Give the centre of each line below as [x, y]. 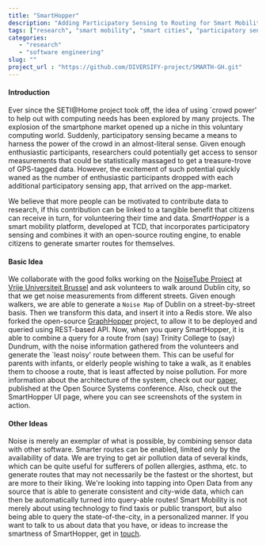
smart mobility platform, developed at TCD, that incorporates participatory [129, 226]
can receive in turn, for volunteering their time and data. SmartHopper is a [129, 218]
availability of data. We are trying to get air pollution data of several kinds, [128, 458]
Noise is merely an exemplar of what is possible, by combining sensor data [130, 441]
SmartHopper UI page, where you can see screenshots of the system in [125, 397]
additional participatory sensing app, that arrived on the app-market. [120, 185]
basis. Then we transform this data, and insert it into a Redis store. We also [130, 313]
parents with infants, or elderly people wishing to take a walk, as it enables [130, 363]
